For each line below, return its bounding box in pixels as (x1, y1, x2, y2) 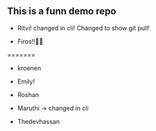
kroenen (17, 63, 42, 72)
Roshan (17, 90, 40, 99)
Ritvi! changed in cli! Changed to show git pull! (17, 23, 150, 32)
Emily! (17, 77, 35, 85)
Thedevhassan (17, 117, 60, 125)
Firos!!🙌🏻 (17, 37, 44, 46)
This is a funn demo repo (7, 6, 116, 17)
